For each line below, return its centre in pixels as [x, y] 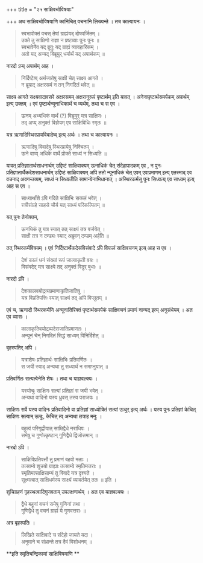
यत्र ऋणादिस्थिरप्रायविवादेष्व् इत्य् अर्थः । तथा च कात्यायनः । [62, 135]
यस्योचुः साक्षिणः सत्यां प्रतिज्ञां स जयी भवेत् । [62, 391]
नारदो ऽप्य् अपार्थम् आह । [30, 66]
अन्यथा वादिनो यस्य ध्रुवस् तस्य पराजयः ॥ [59, 397]
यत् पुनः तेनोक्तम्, [23, 217]
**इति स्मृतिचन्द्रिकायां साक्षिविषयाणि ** [43, 554]
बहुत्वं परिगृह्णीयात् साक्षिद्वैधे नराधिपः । [55, 428]
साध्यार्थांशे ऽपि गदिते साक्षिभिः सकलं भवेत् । [61, 198]
